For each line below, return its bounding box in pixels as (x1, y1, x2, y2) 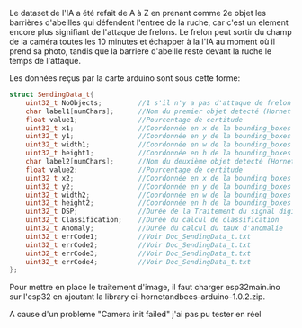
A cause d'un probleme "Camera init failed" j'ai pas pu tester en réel (9, 309, 262, 320)
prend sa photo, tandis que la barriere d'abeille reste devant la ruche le (9, 46, 272, 57)
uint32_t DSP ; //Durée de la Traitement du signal (25, 207, 276, 217)
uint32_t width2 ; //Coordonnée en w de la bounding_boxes (25, 191, 292, 199)
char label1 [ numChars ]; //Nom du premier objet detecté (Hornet (25, 107, 292, 116)
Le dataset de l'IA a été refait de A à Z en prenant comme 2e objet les (9, 8, 267, 18)
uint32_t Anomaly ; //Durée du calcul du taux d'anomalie (25, 224, 283, 233)
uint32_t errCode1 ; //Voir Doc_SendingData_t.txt (25, 232, 252, 241)
